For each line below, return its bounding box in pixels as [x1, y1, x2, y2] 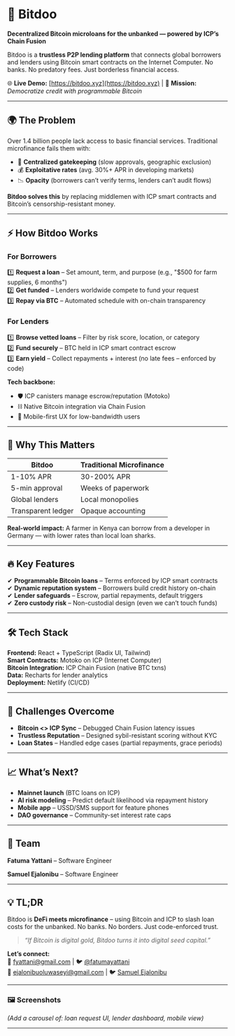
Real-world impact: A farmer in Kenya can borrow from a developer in [7, 524, 211, 532]
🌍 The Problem [7, 115, 76, 127]
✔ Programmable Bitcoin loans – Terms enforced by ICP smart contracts [7, 577, 218, 585]
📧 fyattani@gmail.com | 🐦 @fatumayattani [7, 958, 130, 966]
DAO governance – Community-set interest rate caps [17, 811, 171, 819]
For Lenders [7, 316, 49, 326]
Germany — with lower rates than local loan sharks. [7, 531, 156, 540]
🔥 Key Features [7, 558, 76, 570]
